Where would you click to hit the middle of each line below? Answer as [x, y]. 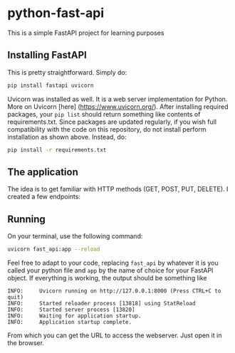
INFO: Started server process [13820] [71, 310]
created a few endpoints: [44, 196]
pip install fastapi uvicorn [51, 85]
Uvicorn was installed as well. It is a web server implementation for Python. [117, 99]
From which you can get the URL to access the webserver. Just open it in [115, 335]
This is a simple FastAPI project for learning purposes [86, 33]
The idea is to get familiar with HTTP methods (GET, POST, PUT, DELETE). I [118, 189]
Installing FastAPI [47, 55]
